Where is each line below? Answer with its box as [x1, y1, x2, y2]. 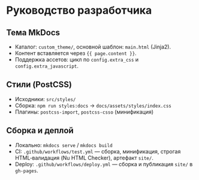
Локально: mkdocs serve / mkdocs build [14, 141, 113, 148]
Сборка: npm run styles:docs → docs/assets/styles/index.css [14, 102, 172, 109]
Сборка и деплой [6, 126, 74, 136]
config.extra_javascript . [14, 62, 79, 69]
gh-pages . [14, 167, 39, 174]
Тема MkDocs [6, 28, 61, 38]
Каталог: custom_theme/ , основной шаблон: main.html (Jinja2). [14, 43, 171, 50]
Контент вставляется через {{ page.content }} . [14, 50, 137, 57]
